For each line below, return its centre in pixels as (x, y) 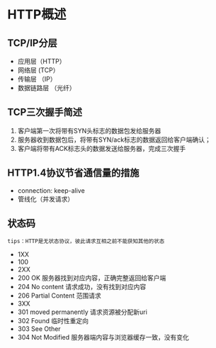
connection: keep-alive (51, 190)
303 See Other (39, 329)
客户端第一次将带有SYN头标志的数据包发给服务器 (89, 130)
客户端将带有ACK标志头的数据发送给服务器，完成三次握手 (102, 148)
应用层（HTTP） (41, 61)
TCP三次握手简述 (45, 112)
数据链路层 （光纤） (46, 88)
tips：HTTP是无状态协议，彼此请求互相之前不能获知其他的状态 (86, 242)
